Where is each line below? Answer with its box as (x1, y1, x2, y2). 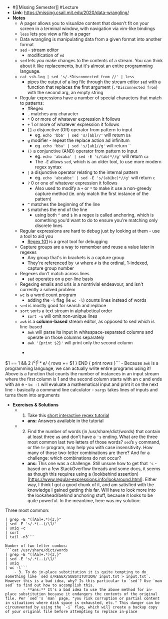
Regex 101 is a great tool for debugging (27, 239, 108, 245)
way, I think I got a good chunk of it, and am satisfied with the (27, 481, 154, 488)
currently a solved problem (19, 287, 76, 292)
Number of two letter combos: (5, 543, 68, 548)
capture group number (27, 265, 74, 271)
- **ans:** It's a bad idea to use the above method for (23, 587, 144, 592)
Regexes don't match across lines (19, 271, 90, 276)
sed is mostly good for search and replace (19, 303, 106, 308)
